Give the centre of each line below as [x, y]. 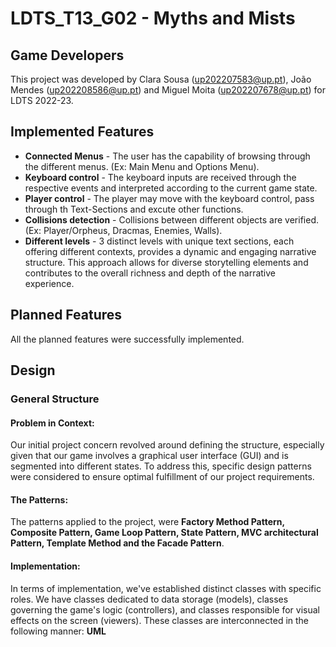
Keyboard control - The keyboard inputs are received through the [160, 177]
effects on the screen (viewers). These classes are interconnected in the [160, 620]
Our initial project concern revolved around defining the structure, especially [167, 445]
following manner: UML [58, 631]
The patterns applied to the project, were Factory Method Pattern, [147, 522]
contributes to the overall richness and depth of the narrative [150, 273]
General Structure [55, 399]
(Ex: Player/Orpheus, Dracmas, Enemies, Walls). [123, 230]
